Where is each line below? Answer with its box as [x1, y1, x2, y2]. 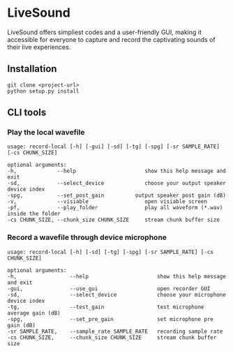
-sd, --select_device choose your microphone [7, 291, 227, 298]
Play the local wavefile [7, 128, 85, 137]
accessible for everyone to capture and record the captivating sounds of [7, 35, 216, 43]
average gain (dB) [7, 309, 61, 317]
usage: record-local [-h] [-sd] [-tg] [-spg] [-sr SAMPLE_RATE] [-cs [7, 248, 214, 255]
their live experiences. [7, 43, 71, 51]
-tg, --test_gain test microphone [7, 303, 204, 310]
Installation [7, 63, 57, 75]
